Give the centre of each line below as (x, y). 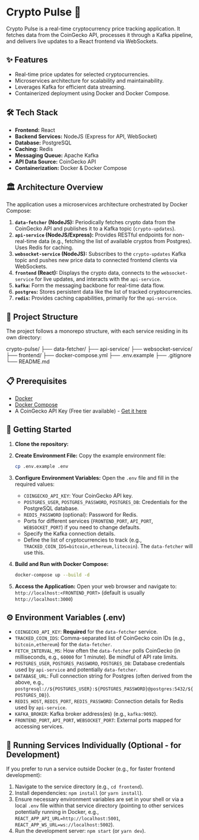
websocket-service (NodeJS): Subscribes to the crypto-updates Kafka (100, 254)
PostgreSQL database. (51, 508)
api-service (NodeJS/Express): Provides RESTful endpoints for (93, 235)
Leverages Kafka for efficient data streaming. (70, 87)
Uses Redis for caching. (44, 248)
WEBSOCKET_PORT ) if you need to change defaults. (82, 527)
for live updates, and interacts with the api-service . (98, 279)
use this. (34, 552)
